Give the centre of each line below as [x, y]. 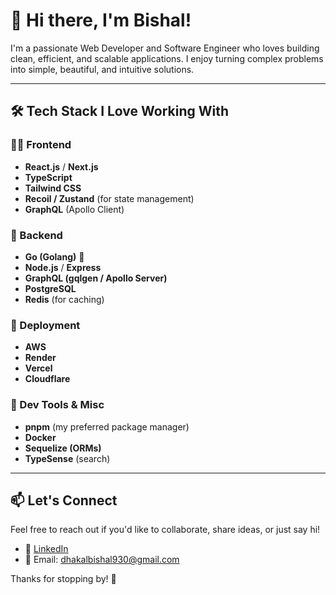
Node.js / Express [63, 267]
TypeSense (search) [67, 458]
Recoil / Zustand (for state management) [109, 198]
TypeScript [48, 177]
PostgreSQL [50, 288]
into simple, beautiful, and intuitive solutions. [102, 69]
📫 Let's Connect [64, 500]
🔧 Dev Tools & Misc [57, 405]
